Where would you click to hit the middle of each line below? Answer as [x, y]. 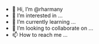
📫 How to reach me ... [40, 35]
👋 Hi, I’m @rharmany [37, 9]
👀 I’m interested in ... [37, 15]
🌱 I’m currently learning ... [44, 22]
